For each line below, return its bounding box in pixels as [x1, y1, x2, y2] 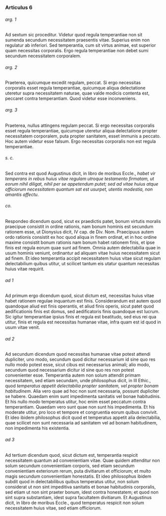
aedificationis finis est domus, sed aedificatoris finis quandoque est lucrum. [5, 309, 160, 314]
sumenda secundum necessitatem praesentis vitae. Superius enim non [5, 37, 150, 43]
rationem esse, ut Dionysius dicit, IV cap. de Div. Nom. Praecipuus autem [5, 228, 154, 235]
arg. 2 [5, 64, 17, 70]
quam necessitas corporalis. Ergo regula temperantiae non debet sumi [5, 48, 149, 54]
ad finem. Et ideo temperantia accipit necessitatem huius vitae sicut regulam [5, 255, 161, 261]
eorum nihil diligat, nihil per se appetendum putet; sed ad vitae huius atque [5, 181, 159, 187]
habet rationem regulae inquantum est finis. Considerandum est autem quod [5, 298, 161, 304]
